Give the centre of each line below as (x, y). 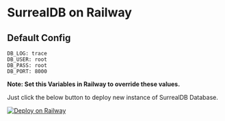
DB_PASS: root (27, 66)
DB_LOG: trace (27, 53)
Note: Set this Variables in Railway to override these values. (94, 84)
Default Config (39, 38)
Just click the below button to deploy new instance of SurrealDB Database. (113, 97)
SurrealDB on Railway (69, 13)
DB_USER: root (27, 59)
